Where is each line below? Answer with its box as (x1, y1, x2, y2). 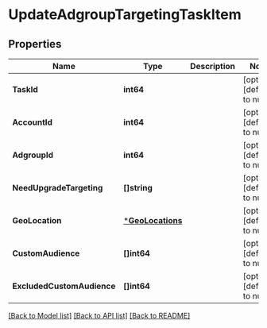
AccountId (12, 117, 53, 128)
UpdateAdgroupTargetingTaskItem (8, 6, 242, 24)
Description (190, 61, 236, 71)
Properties (8, 37, 62, 51)
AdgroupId (12, 149, 54, 160)
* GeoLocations (122, 215, 183, 226)
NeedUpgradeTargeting (12, 183, 103, 193)
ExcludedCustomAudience (12, 280, 116, 291)
